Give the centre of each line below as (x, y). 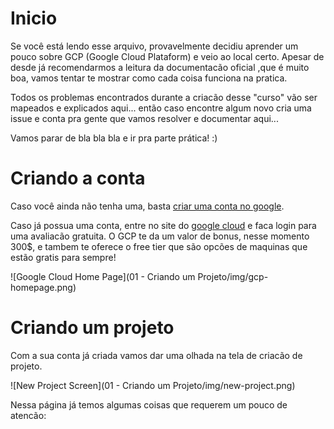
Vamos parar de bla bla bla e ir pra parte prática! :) (114, 138)
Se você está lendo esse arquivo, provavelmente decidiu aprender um (154, 46)
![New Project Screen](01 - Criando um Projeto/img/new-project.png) (153, 385)
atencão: (28, 415)
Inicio (34, 18)
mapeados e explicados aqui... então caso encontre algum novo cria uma (161, 108)
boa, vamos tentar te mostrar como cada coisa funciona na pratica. (149, 78)
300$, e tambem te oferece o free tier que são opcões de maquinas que (159, 246)
